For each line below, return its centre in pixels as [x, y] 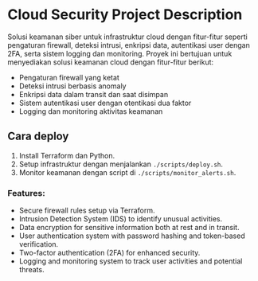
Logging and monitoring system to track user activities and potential [131, 261]
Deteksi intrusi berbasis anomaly [72, 86]
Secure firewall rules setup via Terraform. [87, 211]
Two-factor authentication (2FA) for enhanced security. [109, 253]
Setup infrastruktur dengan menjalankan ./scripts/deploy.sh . [121, 164]
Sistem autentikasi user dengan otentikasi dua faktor [105, 103]
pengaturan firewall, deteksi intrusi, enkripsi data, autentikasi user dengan [129, 45]
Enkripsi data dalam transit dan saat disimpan [94, 94]
